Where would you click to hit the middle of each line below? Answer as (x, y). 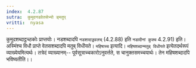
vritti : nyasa (25, 22)
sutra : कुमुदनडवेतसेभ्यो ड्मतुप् (36, 17)
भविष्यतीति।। (19, 59)
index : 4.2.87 (25, 12)
